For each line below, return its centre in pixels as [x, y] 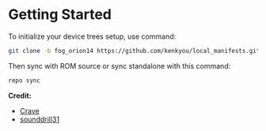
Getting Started [60, 15]
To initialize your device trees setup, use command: [92, 36]
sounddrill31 [40, 119]
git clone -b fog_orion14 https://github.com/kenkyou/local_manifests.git [134, 51]
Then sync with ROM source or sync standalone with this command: [120, 65]
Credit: [20, 95]
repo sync [25, 80]
